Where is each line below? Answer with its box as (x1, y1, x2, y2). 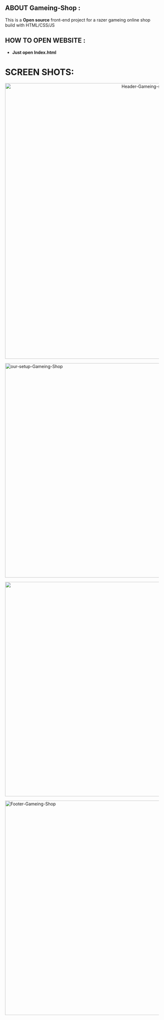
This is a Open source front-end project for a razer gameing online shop (5, 17, 150, 23)
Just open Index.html (12, 49, 57, 55)
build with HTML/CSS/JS (5, 22, 55, 28)
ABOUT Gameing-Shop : (5, 4, 81, 12)
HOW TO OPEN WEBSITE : (5, 36, 85, 45)
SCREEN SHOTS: (5, 66, 74, 77)
